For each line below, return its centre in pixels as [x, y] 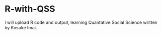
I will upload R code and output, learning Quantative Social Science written [81, 22]
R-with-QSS [30, 9]
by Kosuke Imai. [21, 27]
